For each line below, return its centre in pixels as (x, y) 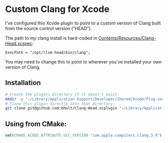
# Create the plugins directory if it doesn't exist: (62, 94)
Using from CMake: (36, 124)
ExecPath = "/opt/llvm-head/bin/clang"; (48, 52)
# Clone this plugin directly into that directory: (60, 103)
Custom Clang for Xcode (57, 9)
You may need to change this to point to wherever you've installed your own (83, 61)
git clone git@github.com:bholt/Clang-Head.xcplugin (61, 108)
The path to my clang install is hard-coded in (51, 38)
